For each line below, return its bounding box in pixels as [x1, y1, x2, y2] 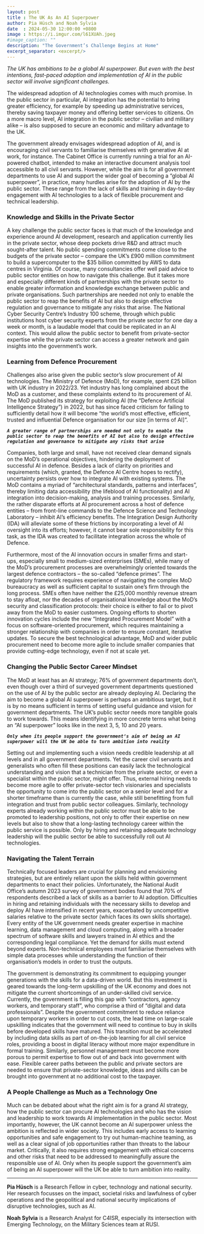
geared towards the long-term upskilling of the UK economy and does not [7, 982, 191, 990]
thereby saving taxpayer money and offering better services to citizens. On [7, 108, 194, 116]
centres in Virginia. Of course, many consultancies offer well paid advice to [7, 265, 194, 272]
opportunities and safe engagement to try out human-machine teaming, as [7, 1133, 193, 1141]
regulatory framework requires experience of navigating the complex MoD [7, 576, 192, 584]
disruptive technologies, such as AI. [7, 1203, 96, 1210]
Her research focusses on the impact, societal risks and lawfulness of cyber [7, 1190, 197, 1197]
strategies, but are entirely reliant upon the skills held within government [7, 874, 187, 882]
